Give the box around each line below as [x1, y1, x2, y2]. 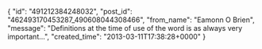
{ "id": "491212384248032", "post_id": [7, 7, 133, 16]
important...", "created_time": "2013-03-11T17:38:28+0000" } [7, 32, 206, 41]
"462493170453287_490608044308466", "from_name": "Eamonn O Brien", [7, 15, 255, 24]
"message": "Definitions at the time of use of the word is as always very [7, 24, 243, 32]
